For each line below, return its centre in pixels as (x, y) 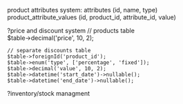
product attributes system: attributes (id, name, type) (83, 10)
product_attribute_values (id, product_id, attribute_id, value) (91, 17)
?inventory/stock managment (49, 93)
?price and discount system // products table (71, 31)
